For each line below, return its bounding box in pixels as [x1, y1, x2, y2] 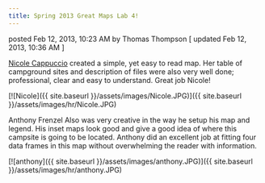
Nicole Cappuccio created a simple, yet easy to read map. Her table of [8, 58, 243, 68]
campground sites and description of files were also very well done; [8, 66, 234, 77]
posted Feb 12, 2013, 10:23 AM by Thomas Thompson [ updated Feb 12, [8, 34, 247, 44]
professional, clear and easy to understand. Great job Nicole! [8, 75, 212, 85]
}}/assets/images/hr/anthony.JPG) [8, 164, 123, 174]
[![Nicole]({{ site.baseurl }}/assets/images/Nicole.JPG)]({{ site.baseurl [8, 90, 242, 101]
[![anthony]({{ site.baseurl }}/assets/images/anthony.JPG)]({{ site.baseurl [8, 156, 253, 166]
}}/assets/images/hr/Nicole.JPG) [8, 99, 117, 109]
